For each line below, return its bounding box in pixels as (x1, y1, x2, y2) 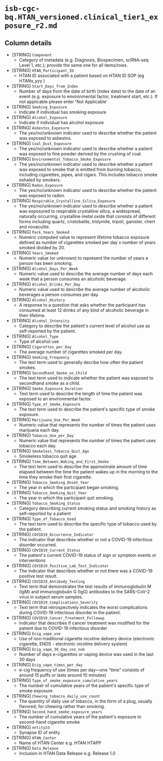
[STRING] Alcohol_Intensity (11, 318, 70, 323)
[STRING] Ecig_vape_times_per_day (11, 662, 83, 667)
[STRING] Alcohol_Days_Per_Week (11, 265, 79, 271)
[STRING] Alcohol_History (11, 297, 66, 303)
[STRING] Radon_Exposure (11, 182, 63, 188)
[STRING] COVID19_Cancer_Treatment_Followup (11, 615, 105, 621)
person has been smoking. (19, 261, 73, 266)
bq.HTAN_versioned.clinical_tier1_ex (4, 13, 159, 22)
